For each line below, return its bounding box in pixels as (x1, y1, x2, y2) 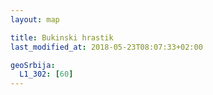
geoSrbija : (10, 60, 56, 70)
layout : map (10, 14, 60, 25)
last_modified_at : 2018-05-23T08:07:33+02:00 (10, 42, 203, 52)
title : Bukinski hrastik (10, 32, 114, 43)
